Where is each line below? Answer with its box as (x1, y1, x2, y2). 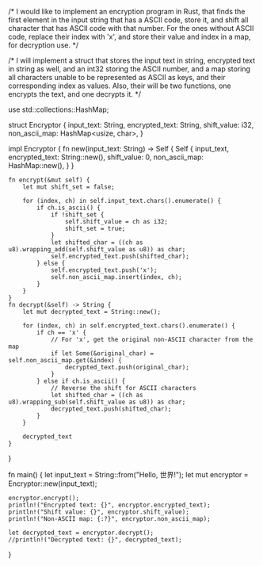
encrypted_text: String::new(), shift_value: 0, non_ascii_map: (8, 152, 204, 162)
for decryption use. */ (8, 40, 79, 50)
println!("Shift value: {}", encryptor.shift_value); (8, 508, 190, 516)
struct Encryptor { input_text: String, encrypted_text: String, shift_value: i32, (8, 120, 254, 129)
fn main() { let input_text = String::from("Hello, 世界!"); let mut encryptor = (8, 470, 249, 479)
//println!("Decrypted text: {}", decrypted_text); (8, 536, 182, 544)
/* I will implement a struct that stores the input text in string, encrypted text (8, 55, 256, 65)
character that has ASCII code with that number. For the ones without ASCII (8, 24, 254, 33)
